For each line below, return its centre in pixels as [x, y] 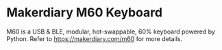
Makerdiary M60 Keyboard [84, 13]
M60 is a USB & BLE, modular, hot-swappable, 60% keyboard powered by [111, 32]
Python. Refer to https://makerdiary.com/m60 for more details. [95, 38]
